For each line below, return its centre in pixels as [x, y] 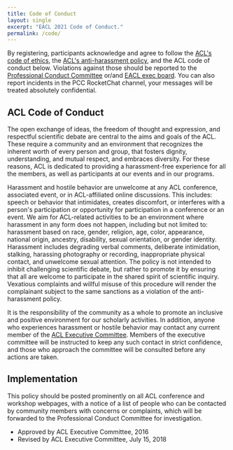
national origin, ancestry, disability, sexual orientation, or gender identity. [112, 239]
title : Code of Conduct [42, 14]
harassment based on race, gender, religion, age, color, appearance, [106, 232]
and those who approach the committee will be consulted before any [106, 350]
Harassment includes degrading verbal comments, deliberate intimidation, [114, 247]
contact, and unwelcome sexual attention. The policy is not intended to [109, 262]
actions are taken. [33, 357]
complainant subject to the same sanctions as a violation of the [98, 292]
